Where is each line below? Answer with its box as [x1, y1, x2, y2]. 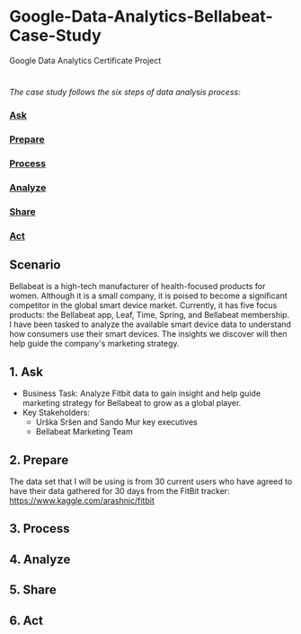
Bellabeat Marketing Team [35, 427, 133, 437]
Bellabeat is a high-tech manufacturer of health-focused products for [9, 281, 266, 292]
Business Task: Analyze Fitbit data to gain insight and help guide [22, 388, 261, 399]
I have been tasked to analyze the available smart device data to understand [9, 319, 292, 330]
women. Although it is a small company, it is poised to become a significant [9, 290, 288, 302]
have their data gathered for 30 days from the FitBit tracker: [9, 486, 231, 497]
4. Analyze [9, 551, 71, 567]
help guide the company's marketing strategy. [9, 339, 180, 349]
